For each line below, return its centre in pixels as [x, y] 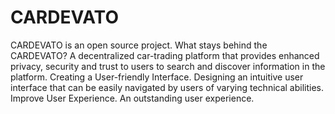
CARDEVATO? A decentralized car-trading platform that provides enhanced [165, 55]
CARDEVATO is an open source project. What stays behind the [139, 45]
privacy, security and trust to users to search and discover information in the [168, 66]
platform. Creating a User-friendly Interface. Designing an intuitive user [157, 77]
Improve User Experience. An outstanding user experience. [132, 98]
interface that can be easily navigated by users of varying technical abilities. [167, 87]
